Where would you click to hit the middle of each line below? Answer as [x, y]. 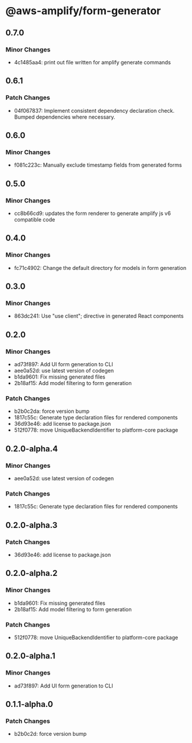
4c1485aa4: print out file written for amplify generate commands [92, 62]
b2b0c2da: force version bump [52, 411]
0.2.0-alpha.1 [30, 656]
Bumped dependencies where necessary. [64, 117]
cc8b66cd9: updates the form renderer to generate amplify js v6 [92, 213]
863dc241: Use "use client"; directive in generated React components [99, 316]
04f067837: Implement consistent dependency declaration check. [94, 110]
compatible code [34, 219]
